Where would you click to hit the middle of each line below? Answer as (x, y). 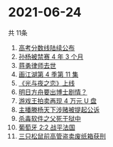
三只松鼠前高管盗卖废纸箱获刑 (62, 136)
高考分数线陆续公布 (47, 47)
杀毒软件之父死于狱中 (49, 118)
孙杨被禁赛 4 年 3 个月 (51, 57)
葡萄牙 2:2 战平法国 (47, 127)
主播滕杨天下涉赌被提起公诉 (59, 110)
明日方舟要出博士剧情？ (53, 92)
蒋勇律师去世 (37, 65)
